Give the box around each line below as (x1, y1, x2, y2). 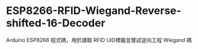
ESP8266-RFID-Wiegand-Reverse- (6, 4, 181, 17)
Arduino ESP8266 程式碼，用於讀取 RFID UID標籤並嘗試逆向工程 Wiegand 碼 (6, 36, 192, 43)
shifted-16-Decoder (6, 16, 105, 30)
